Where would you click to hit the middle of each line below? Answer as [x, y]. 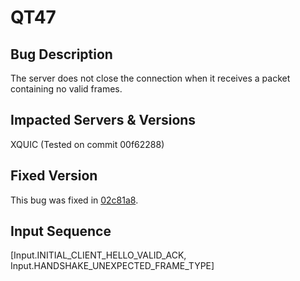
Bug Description [61, 54]
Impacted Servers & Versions [103, 120]
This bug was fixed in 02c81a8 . [74, 200]
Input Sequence [61, 231]
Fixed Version [54, 176]
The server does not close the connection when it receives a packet [150, 78]
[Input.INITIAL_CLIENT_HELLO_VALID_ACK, [98, 255]
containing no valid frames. [66, 89]
